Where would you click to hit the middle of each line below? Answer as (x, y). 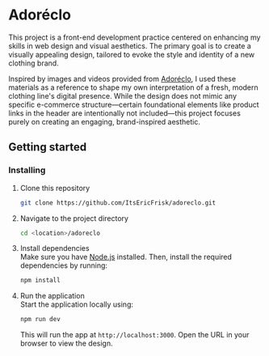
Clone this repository (55, 188)
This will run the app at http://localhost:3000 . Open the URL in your (134, 335)
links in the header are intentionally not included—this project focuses (124, 113)
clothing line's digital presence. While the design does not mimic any (122, 95)
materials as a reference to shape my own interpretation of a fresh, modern (133, 87)
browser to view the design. (66, 343)
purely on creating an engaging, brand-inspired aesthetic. (104, 121)
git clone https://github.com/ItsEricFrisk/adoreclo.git (118, 203)
